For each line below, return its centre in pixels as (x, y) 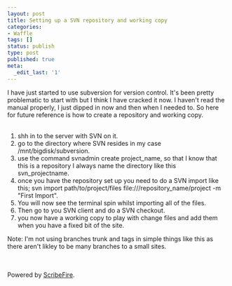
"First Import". (37, 195)
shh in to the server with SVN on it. (68, 136)
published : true (31, 60)
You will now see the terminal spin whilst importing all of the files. (112, 203)
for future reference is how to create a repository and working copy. (105, 115)
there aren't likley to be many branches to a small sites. (87, 246)
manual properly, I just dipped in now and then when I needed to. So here (113, 107)
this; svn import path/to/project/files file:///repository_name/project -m (119, 188)
